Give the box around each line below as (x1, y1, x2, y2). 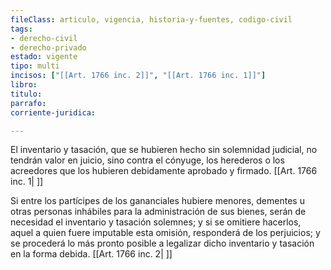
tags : (10, 24, 33, 34)
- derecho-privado (10, 42, 87, 53)
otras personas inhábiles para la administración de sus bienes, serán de (10, 206, 307, 218)
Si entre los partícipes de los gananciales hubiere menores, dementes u (10, 195, 305, 207)
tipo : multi (10, 61, 60, 71)
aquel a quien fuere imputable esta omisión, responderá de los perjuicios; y (10, 227, 321, 239)
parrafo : (10, 98, 47, 108)
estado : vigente (10, 52, 78, 62)
